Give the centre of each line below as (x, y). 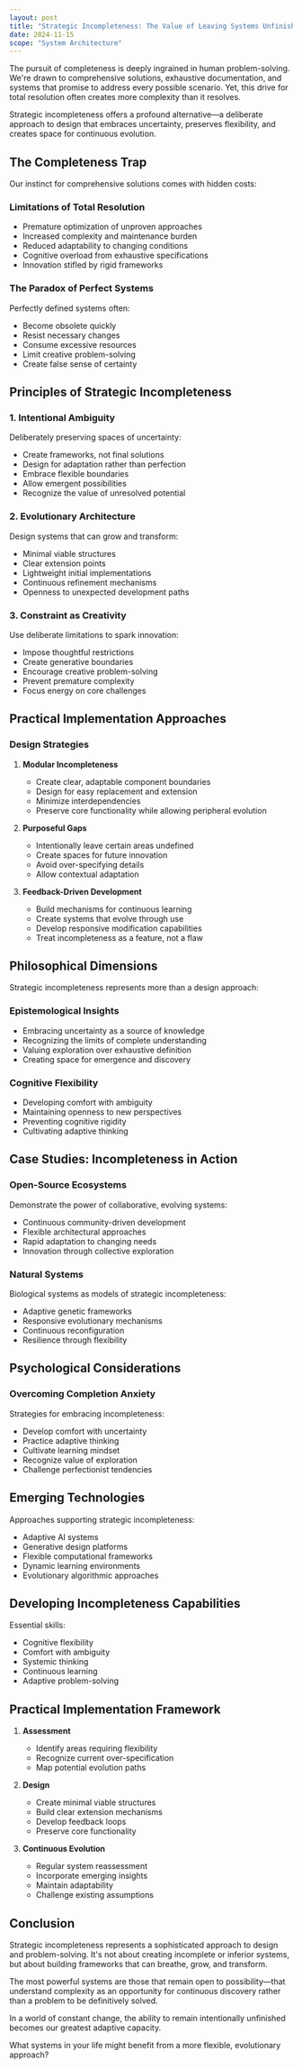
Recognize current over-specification (105, 1758)
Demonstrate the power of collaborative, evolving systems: (118, 1205)
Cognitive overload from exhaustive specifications (115, 255)
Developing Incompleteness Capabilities (125, 1604)
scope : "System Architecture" (66, 43)
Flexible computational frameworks (87, 1556)
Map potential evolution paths (91, 1768)
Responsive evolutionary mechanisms (93, 1321)
